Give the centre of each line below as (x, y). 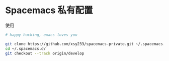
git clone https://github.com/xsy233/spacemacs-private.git (70, 44)
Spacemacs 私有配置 (49, 10)
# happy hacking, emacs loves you (41, 35)
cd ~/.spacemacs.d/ (26, 48)
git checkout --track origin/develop (45, 53)
